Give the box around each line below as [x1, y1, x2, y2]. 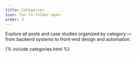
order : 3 [5, 17, 24, 22]
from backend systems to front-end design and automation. [5, 36, 131, 42]
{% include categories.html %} [5, 46, 70, 52]
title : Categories [5, 7, 44, 13]
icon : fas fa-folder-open [5, 12, 60, 17]
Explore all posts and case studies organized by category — [5, 31, 132, 37]
